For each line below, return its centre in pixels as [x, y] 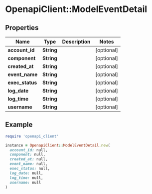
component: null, [28, 154]
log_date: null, [26, 173]
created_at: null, [29, 159]
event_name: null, [29, 164]
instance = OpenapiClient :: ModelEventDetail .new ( [58, 145]
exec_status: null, [30, 168]
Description [76, 42]
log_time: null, [26, 178]
